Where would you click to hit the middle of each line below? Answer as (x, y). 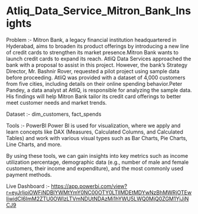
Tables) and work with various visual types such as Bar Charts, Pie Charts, (97, 138)
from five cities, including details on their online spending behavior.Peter (94, 83)
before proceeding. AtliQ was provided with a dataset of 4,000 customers (96, 77)
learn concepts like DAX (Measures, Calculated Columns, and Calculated (95, 132)
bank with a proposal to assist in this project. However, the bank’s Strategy (97, 65)
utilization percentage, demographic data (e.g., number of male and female (98, 162)
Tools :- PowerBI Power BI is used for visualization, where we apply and (93, 125)
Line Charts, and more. (34, 144)
